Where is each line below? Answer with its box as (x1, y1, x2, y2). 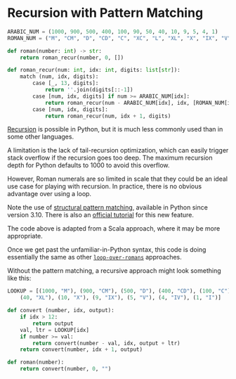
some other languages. (7, 132, 74, 141)
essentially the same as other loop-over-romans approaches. (7, 253, 183, 262)
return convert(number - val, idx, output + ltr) (32, 340, 181, 347)
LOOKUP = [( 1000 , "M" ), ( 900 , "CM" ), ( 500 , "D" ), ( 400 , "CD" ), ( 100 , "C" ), (7, 288, 234, 295)
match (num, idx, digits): (20, 73, 99, 80)
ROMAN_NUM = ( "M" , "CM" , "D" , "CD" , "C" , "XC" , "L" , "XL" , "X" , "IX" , (7, 34, 218, 41)
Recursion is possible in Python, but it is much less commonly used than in (7, 125, 223, 134)
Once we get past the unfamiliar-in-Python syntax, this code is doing (7, 245, 206, 254)
